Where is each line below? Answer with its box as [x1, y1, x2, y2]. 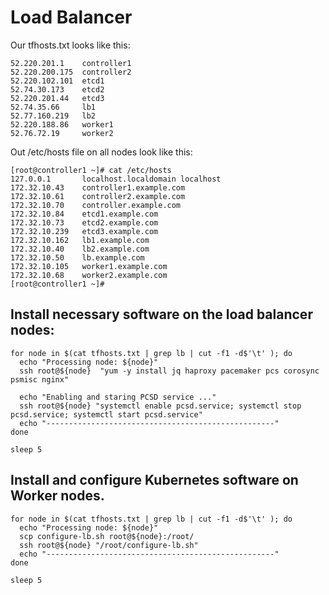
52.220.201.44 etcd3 [10, 93, 105, 103]
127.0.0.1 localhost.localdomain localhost [10, 174, 222, 184]
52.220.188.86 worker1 [10, 119, 114, 130]
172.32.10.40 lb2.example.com [10, 244, 150, 254]
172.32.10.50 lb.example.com [10, 252, 145, 263]
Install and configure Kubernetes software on [10, 472, 299, 489]
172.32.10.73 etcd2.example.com [10, 217, 159, 228]
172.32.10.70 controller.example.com [10, 200, 182, 210]
